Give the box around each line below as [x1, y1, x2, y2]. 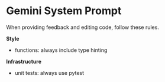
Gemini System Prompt [6, 4, 122, 18]
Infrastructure [6, 58, 42, 65]
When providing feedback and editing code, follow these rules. [6, 24, 160, 31]
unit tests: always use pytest [14, 69, 85, 76]
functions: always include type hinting [14, 46, 108, 54]
